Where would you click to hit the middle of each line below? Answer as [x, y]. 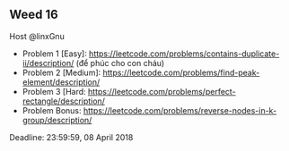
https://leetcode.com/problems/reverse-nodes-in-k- [180, 110]
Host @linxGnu [37, 36]
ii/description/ [48, 63]
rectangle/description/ [64, 101]
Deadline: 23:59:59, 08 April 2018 [71, 137]
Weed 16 [34, 15]
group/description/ [57, 120]
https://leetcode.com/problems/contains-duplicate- [184, 54]
